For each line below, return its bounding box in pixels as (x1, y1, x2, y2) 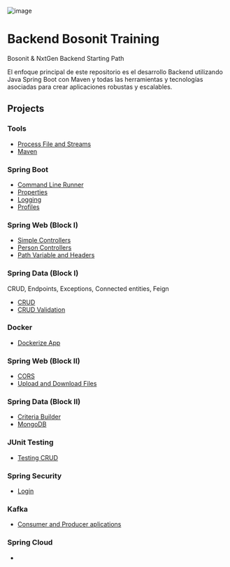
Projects (7, 103, 45, 115)
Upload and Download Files (17, 380, 97, 388)
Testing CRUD (17, 453, 58, 461)
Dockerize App (17, 338, 61, 347)
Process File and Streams (17, 140, 92, 148)
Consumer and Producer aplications (17, 520, 122, 529)
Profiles (17, 203, 40, 211)
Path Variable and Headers (17, 251, 95, 259)
